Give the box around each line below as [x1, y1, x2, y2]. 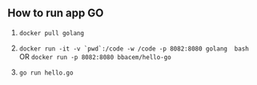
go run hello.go [18, 68, 74, 77]
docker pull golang [18, 29, 85, 37]
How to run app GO [7, 6, 104, 20]
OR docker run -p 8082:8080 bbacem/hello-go [18, 51, 171, 61]
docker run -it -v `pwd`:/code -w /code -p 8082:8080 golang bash [18, 44, 249, 53]
